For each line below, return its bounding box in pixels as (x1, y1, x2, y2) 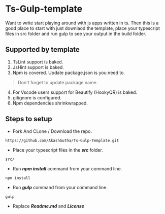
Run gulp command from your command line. (12, 184, 108, 190)
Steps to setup (5, 115, 52, 123)
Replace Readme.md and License (12, 203, 85, 209)
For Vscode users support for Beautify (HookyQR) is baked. (12, 89, 138, 95)
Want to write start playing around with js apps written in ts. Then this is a (5, 20, 159, 26)
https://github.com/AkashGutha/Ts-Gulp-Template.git (5, 138, 119, 143)
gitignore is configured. (12, 94, 62, 100)
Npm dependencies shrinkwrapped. (12, 100, 88, 106)
